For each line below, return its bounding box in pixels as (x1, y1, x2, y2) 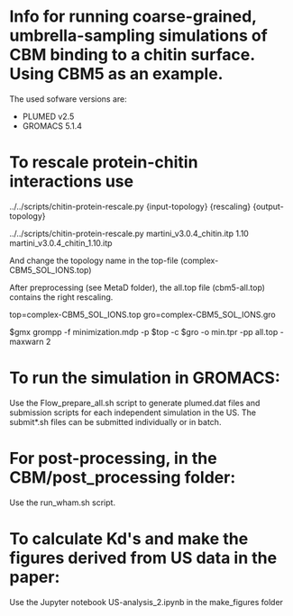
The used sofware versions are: (9, 93, 128, 104)
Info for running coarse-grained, (9, 6, 257, 27)
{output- (252, 201, 284, 212)
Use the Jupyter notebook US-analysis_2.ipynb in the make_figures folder (9, 596, 284, 607)
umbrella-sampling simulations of (9, 25, 268, 46)
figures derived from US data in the (9, 548, 278, 568)
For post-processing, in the (9, 448, 218, 468)
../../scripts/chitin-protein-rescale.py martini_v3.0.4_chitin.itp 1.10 (9, 228, 250, 239)
